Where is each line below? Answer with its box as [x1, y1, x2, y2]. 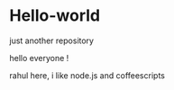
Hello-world [9, 5, 101, 26]
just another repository [9, 35, 95, 46]
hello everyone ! [9, 52, 69, 63]
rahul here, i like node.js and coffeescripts [9, 69, 165, 81]
